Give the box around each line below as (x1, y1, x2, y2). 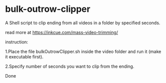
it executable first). (5, 53, 44, 60)
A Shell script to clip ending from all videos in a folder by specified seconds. (5, 20, 161, 26)
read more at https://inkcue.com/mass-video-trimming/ (5, 29, 118, 35)
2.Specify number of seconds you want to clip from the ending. (5, 63, 135, 69)
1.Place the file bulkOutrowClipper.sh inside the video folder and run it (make (5, 48, 162, 54)
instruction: (5, 39, 28, 45)
